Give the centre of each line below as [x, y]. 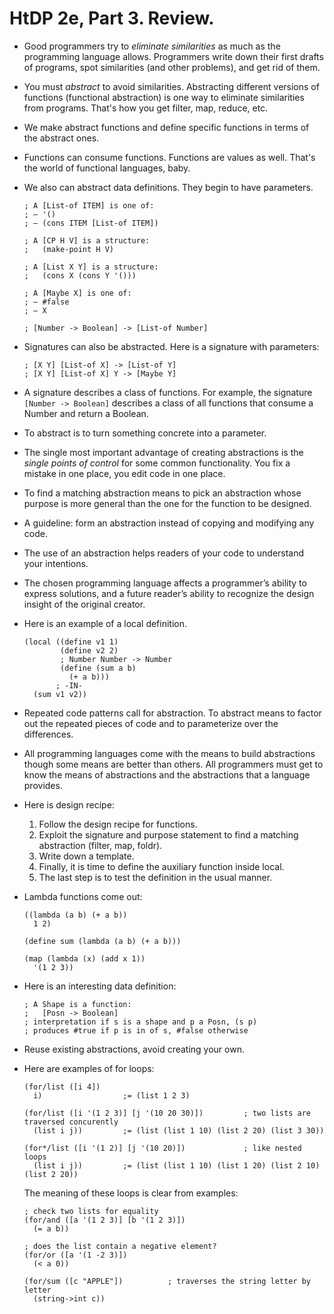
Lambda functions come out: [83, 896]
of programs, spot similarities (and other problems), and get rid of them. [172, 67]
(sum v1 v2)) [60, 694]
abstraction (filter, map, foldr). [100, 845]
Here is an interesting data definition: [100, 986]
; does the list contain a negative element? [120, 1246]
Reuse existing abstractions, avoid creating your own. [134, 1049]
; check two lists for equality [91, 1211]
